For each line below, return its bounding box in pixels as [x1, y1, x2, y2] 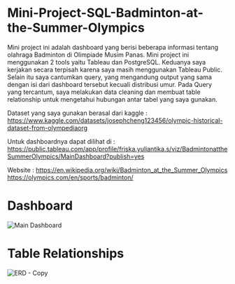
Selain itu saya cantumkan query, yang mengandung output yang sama [7, 72, 212, 81]
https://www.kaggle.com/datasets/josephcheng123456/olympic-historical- [7, 116, 223, 124]
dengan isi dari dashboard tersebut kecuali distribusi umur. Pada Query [7, 80, 212, 88]
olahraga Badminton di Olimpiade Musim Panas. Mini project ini [7, 50, 190, 59]
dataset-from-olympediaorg [7, 123, 88, 132]
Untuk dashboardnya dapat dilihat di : [7, 137, 115, 145]
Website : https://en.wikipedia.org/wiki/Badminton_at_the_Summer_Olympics [7, 165, 228, 174]
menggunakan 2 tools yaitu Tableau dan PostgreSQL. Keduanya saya [7, 58, 206, 66]
